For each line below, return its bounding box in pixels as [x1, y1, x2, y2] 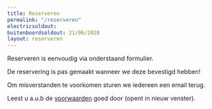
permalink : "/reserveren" [7, 16, 81, 23]
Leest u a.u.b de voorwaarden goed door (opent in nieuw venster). [7, 94, 196, 103]
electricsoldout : [7, 23, 57, 29]
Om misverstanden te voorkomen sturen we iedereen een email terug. [7, 81, 206, 89]
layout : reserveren [7, 36, 63, 43]
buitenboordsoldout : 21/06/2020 [7, 29, 100, 36]
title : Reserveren [7, 10, 60, 17]
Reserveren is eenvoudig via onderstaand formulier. [7, 54, 153, 62]
